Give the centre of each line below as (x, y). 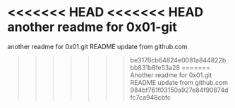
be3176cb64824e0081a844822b (178, 60)
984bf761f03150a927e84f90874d (179, 90)
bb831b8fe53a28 (155, 67)
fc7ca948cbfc (151, 97)
